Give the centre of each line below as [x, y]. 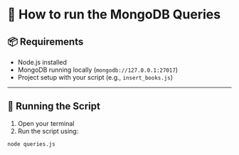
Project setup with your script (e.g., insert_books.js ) [95, 77]
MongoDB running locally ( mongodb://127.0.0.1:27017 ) [98, 70]
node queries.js [31, 144]
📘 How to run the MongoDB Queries [114, 15]
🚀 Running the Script [54, 106]
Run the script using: [48, 131]
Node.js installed [42, 62]
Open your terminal [46, 123]
